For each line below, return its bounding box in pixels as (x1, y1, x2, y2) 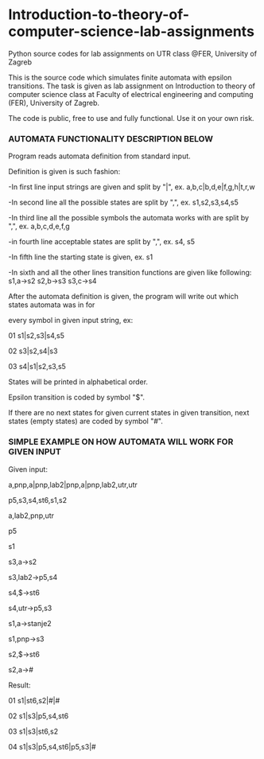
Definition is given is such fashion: (8, 167, 121, 177)
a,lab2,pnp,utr (8, 511, 54, 520)
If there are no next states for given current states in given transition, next (8, 408, 250, 418)
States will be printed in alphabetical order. (8, 377, 149, 387)
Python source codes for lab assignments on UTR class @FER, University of (8, 49, 257, 58)
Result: (8, 680, 31, 690)
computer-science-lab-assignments (8, 22, 254, 41)
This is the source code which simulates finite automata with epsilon (8, 72, 232, 82)
